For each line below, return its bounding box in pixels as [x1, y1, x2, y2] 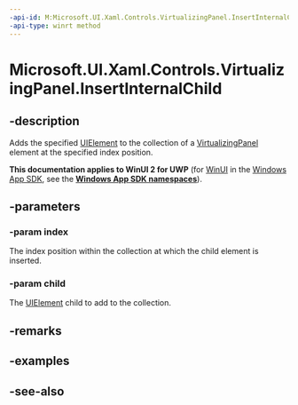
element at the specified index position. [9, 147, 153, 157]
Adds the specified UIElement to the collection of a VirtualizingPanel [9, 137, 259, 147]
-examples [9, 353, 70, 369]
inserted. [9, 255, 42, 266]
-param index [9, 226, 69, 238]
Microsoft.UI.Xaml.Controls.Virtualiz [9, 60, 286, 80]
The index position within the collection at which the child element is [9, 246, 259, 257]
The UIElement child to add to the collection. [9, 298, 171, 308]
